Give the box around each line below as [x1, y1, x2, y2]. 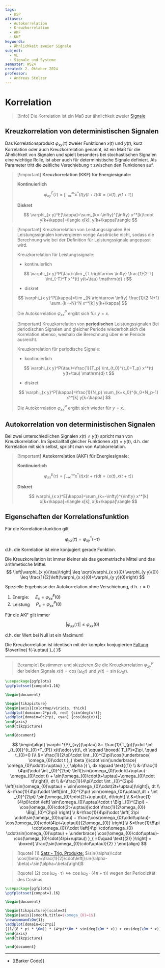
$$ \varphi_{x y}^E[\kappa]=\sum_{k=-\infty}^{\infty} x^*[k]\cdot [24, 211, 154, 217]
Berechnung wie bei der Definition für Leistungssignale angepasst [17, 236, 151, 243]
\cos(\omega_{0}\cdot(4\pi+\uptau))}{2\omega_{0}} [5, 820, 111, 826]
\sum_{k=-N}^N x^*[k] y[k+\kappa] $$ [50, 300, 128, 306]
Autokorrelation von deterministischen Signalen [5, 420, 156, 429]
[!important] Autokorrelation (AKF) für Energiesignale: [17, 453, 129, 459]
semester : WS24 [5, 62, 36, 67]
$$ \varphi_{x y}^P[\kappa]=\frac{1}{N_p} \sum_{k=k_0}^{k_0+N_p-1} [19, 390, 159, 395]
